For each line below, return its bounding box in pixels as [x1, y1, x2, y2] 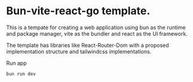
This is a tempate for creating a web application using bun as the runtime [6, 24, 186, 31]
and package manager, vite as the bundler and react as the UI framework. [6, 30, 188, 37]
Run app [6, 59, 27, 67]
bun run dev [6, 71, 36, 77]
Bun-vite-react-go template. [6, 4, 151, 18]
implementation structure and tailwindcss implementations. [6, 48, 152, 55]
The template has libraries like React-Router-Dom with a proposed [6, 42, 169, 49]
